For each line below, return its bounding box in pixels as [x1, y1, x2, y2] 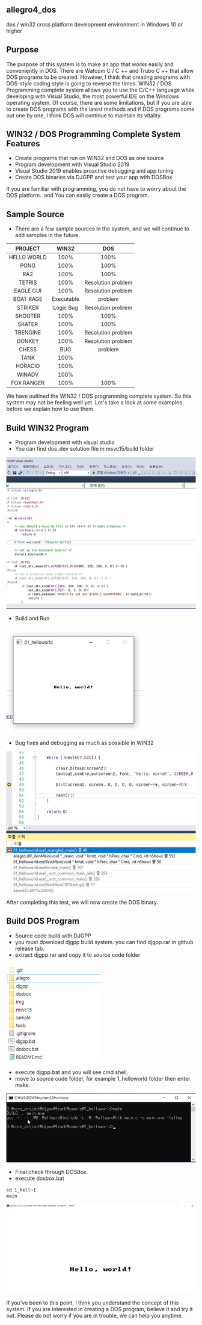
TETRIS [19, 279, 37, 286]
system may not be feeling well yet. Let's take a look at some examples [6, 399, 182, 406]
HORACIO [16, 362, 40, 369]
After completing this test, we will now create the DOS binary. [6, 898, 158, 906]
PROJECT [15, 245, 40, 252]
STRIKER [17, 304, 39, 311]
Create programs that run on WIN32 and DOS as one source [14, 155, 164, 162]
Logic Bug [53, 304, 78, 311]
